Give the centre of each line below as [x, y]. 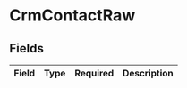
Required [94, 73]
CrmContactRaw [72, 16]
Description [148, 73]
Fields [27, 48]
